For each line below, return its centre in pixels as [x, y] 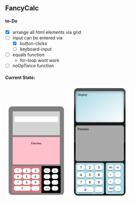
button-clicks [33, 43]
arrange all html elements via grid [47, 32]
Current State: [20, 77]
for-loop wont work [40, 60]
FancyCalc [22, 8]
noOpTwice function [33, 65]
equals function [28, 54]
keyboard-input [36, 49]
